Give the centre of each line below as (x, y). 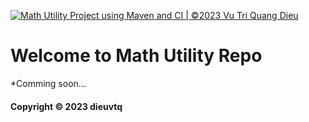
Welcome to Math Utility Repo (136, 56)
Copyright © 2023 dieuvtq (66, 106)
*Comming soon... (48, 83)
